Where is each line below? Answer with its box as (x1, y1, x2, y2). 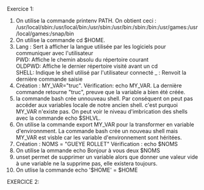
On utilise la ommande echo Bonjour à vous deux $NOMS (15, 147, 160, 154)
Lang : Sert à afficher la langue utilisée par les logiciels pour (15, 43, 166, 50)
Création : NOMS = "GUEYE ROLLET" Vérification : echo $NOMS (15, 141, 178, 147)
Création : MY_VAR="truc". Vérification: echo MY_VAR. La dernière (15, 82, 182, 89)
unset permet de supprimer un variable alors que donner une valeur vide (15, 153, 199, 161)
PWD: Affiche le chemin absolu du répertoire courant (15, 56, 149, 63)
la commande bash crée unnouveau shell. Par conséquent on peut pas (15, 95, 194, 102)
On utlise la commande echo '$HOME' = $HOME (15, 166, 138, 174)
